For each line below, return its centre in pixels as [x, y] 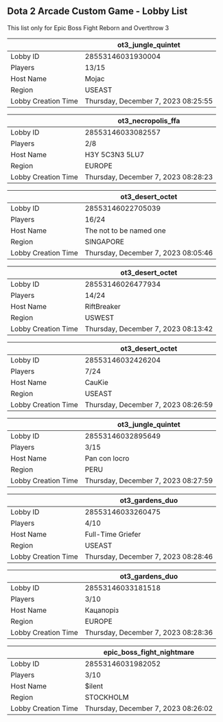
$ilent [94, 686]
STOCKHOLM [107, 697]
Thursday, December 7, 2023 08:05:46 [149, 253]
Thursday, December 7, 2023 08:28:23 [149, 176]
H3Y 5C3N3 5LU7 [115, 154]
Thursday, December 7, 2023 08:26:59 [149, 404]
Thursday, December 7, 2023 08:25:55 [149, 101]
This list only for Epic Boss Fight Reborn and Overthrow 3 [88, 27]
